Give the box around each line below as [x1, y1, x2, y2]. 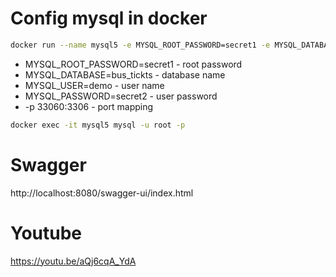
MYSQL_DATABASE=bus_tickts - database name [24, 68, 226, 81]
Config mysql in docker [10, 7, 208, 30]
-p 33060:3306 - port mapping [24, 100, 154, 112]
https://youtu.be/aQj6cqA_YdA [10, 255, 137, 267]
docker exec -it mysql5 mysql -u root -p [10, 120, 186, 130]
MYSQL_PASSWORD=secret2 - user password [24, 90, 218, 102]
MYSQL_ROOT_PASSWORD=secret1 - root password [24, 58, 243, 70]
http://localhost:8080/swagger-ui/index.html [10, 187, 194, 199]
